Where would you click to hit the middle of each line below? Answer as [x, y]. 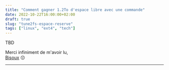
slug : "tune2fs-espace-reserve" [39, 24]
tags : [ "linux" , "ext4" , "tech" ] [40, 28]
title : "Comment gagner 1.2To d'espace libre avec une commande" [75, 10]
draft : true [18, 19]
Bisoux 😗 [15, 57]
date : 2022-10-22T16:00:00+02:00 [40, 14]
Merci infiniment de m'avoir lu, [37, 52]
